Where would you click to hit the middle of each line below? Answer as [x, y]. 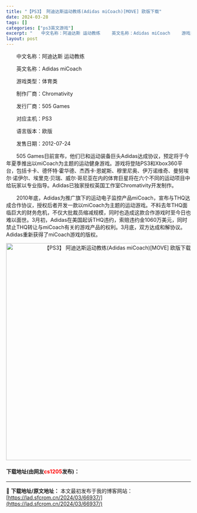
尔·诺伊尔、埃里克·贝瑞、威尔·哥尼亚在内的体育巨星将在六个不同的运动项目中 [98, 178]
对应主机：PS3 [34, 119]
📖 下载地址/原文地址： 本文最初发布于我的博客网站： [69, 491]
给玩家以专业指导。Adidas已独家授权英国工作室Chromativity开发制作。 [91, 185]
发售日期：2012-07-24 [43, 144]
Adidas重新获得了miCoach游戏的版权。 [53, 234]
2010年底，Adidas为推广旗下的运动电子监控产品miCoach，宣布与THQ [101, 198]
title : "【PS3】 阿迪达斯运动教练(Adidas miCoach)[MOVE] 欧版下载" [84, 11]
